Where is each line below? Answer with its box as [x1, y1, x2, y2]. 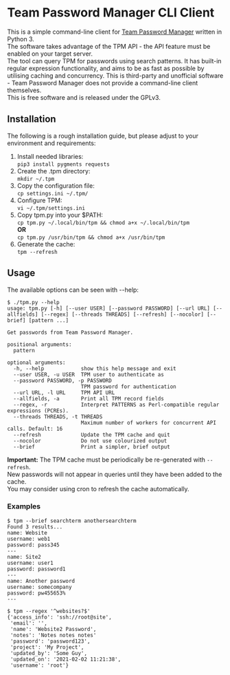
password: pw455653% [7, 590, 67, 597]
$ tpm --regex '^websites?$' [7, 608, 91, 614]
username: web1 [7, 535, 51, 542]
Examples [7, 502, 41, 511]
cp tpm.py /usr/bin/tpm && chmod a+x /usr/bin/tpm [16, 234, 165, 241]
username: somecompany [7, 583, 72, 590]
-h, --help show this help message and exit [13, 365, 176, 372]
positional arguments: [7, 341, 72, 348]
